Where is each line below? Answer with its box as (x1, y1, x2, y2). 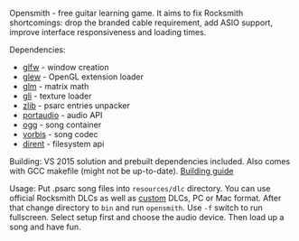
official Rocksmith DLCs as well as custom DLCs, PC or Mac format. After (9, 193, 282, 203)
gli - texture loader (22, 90, 92, 101)
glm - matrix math (22, 81, 89, 91)
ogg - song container (22, 119, 102, 130)
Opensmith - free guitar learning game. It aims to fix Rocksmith (9, 8, 244, 18)
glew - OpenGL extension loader (22, 71, 145, 82)
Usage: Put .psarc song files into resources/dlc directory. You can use (9, 183, 271, 193)
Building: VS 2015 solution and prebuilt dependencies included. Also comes (9, 156, 291, 166)
